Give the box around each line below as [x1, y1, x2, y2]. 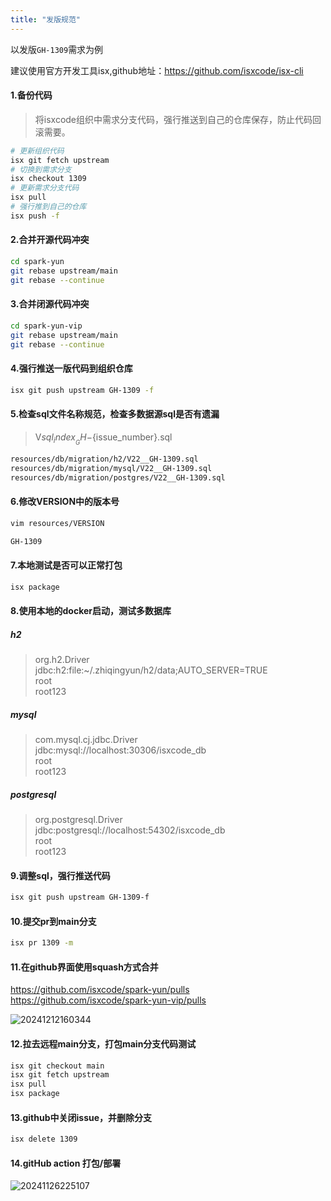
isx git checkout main [10, 1061, 105, 1071]
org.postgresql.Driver [34, 814, 123, 826]
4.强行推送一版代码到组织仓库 [10, 362, 133, 375]
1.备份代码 [10, 89, 53, 101]
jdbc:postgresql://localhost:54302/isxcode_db [34, 824, 226, 836]
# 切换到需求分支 [10, 164, 72, 175]
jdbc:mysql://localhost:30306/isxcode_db [34, 744, 207, 756]
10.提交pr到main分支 [10, 915, 97, 927]
